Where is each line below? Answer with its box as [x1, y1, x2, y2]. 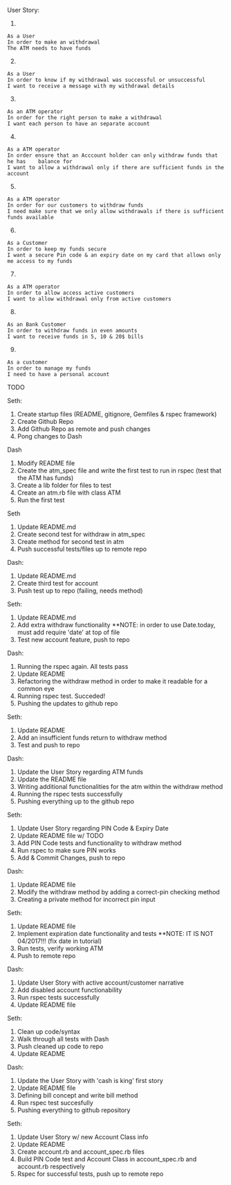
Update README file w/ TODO [17, 832, 104, 839]
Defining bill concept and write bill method [17, 1091, 138, 1099]
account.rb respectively [17, 1162, 85, 1170]
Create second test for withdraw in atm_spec [17, 530, 145, 538]
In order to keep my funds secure [7, 246, 107, 253]
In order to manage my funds [7, 365, 91, 372]
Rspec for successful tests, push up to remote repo [17, 1170, 164, 1178]
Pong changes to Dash [17, 432, 82, 440]
